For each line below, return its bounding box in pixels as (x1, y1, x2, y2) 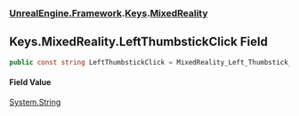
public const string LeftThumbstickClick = (9, 58, 174, 66)
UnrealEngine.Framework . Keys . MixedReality (9, 7, 208, 19)
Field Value (9, 77, 52, 88)
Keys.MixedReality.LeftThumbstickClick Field (9, 35, 269, 50)
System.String (9, 97, 61, 107)
